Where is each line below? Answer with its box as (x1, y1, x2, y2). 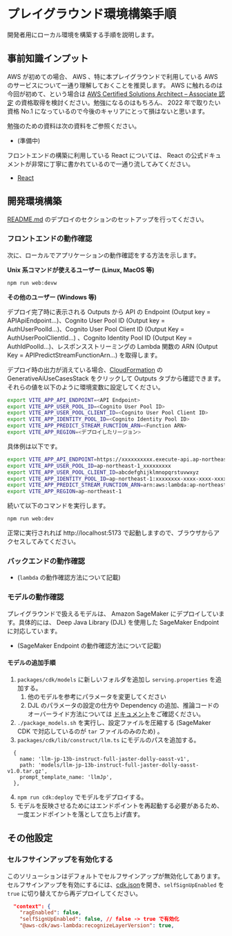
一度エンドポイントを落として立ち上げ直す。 (17, 810, 144, 818)
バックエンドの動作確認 (7, 556, 85, 566)
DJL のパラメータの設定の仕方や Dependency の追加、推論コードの (27, 701, 220, 709)
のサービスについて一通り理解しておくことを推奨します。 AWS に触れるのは (7, 81, 223, 89)
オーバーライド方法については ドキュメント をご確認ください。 (27, 710, 205, 718)
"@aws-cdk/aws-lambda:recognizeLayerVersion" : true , (19, 922, 175, 929)
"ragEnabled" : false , (19, 909, 81, 917)
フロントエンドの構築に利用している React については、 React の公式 (7, 151, 204, 159)
